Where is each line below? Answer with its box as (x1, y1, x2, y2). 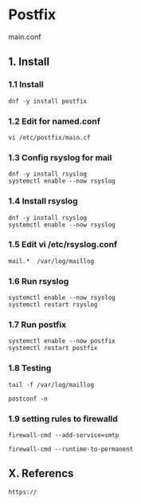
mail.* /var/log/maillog (8, 257, 94, 265)
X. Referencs (8, 467, 74, 480)
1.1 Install (8, 79, 44, 90)
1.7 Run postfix (8, 319, 67, 330)
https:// (8, 488, 37, 496)
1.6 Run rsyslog (8, 275, 69, 286)
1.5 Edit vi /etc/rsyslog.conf (8, 239, 118, 250)
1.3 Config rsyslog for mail (8, 152, 112, 163)
